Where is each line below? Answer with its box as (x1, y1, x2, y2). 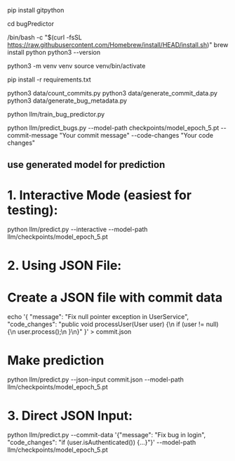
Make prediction (7, 352, 105, 368)
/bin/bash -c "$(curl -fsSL (7, 33, 83, 41)
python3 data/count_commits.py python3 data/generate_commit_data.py (7, 89, 217, 97)
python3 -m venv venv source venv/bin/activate (7, 62, 146, 70)
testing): (7, 202, 58, 218)
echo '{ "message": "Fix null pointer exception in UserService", (7, 313, 189, 321)
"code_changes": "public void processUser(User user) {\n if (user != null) (7, 320, 219, 329)
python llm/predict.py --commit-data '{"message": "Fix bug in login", (7, 431, 206, 439)
